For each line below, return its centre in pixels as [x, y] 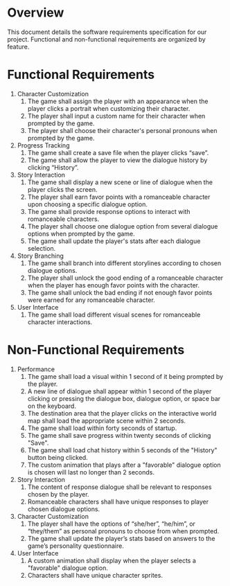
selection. [42, 248]
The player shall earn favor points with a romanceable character [119, 197]
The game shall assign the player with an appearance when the [118, 101]
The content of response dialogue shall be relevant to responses [120, 487]
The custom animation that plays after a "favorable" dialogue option [124, 465]
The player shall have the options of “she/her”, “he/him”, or [112, 524]
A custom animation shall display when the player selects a [112, 560]
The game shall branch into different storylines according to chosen [124, 263]
